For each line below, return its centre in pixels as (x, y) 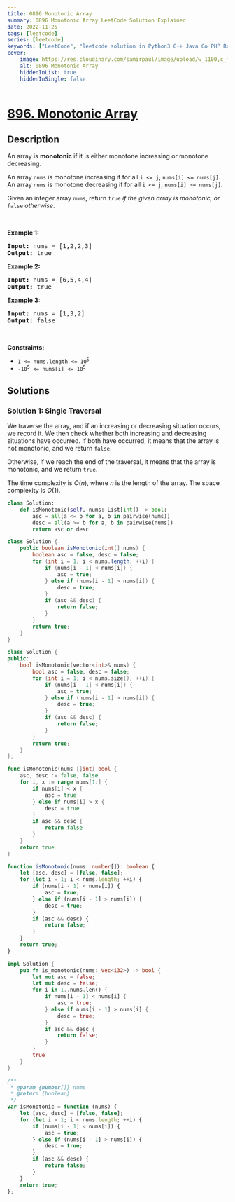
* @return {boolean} (40, 1094)
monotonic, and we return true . (52, 470)
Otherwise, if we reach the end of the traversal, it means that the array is (112, 462)
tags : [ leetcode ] (33, 33)
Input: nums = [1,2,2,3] (50, 246)
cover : (17, 53)
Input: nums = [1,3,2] (46, 314)
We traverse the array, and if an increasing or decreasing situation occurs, (114, 426)
